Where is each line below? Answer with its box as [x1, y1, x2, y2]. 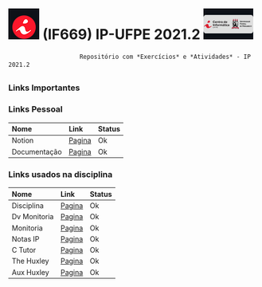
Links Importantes [8, 82, 80, 93]
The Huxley [11, 256, 49, 266]
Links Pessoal [8, 104, 64, 115]
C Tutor [11, 246, 37, 255]
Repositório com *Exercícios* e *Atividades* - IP [79, 53, 251, 61]
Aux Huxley [11, 267, 49, 277]
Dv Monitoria [11, 212, 54, 222]
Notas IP [11, 234, 40, 243]
